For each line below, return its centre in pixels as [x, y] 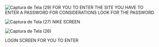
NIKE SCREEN [66, 22]
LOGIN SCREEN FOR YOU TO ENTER [42, 40]
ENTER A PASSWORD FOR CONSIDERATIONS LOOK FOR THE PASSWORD [80, 12]
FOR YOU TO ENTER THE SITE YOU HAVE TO [98, 7]
